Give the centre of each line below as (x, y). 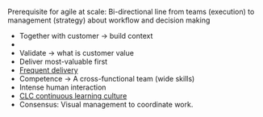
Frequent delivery (48, 70)
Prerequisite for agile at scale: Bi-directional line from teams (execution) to (131, 12)
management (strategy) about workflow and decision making (109, 20)
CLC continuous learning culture (73, 96)
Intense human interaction (63, 87)
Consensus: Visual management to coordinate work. (106, 104)
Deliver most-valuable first (63, 61)
